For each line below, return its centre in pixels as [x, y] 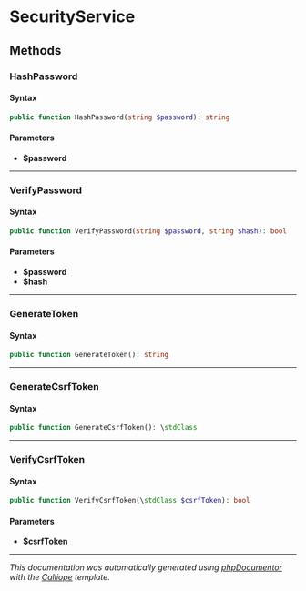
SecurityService [72, 17]
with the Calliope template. [60, 577]
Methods [36, 51]
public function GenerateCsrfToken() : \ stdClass [103, 428]
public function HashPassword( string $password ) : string [120, 117]
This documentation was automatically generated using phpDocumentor [146, 567]
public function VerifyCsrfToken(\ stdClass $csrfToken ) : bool [130, 501]
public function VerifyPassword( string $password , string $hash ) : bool [148, 231]
